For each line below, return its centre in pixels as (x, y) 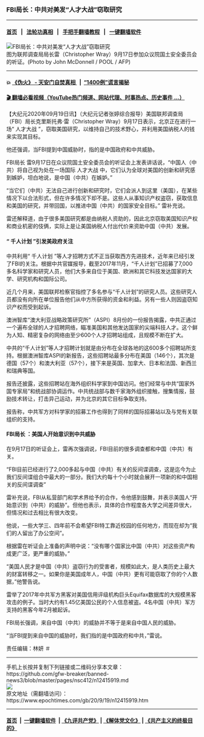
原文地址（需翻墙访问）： (37, 693)
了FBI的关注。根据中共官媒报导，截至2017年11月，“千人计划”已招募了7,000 (100, 263)
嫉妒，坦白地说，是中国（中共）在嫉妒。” (62, 178)
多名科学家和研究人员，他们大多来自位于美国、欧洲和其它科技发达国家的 (97, 271)
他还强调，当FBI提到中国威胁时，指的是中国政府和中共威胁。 (82, 149)
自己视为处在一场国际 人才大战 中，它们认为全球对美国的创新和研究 (106, 170)
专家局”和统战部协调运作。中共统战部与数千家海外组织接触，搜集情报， (100, 391)
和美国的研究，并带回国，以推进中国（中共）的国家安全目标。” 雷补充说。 (97, 206)
